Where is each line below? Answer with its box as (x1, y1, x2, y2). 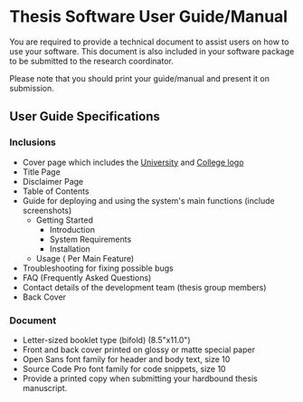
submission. (9, 82, 54, 93)
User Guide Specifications (9, 109, 161, 124)
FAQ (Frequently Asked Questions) (22, 272, 152, 282)
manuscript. (22, 382, 68, 393)
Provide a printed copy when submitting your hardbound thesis (22, 373, 258, 384)
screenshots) (22, 205, 72, 215)
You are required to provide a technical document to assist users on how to (9, 36, 289, 47)
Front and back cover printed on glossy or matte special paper (22, 344, 256, 355)
